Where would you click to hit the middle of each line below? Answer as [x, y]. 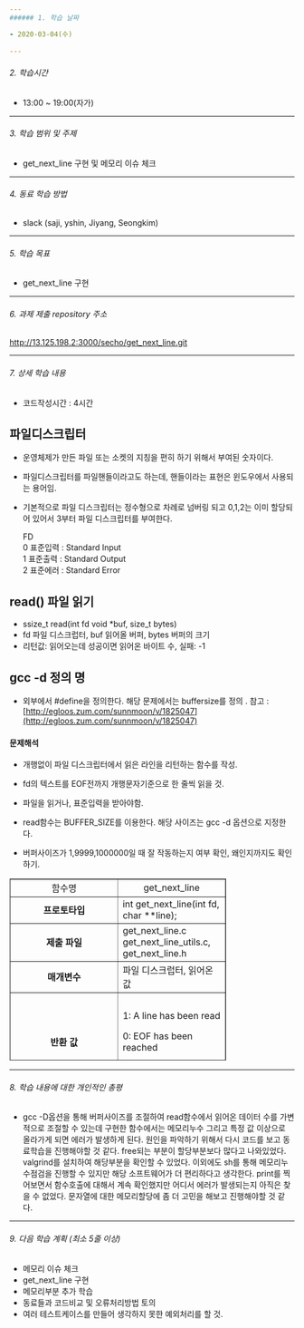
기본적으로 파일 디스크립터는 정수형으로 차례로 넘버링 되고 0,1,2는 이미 [146, 508]
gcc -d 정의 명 [47, 678]
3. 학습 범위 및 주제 [43, 133]
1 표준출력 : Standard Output [74, 559]
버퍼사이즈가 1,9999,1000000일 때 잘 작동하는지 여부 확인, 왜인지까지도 [149, 853]
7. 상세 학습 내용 [38, 373]
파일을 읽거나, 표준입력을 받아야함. [83, 803]
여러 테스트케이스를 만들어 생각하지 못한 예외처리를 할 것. [123, 1313]
